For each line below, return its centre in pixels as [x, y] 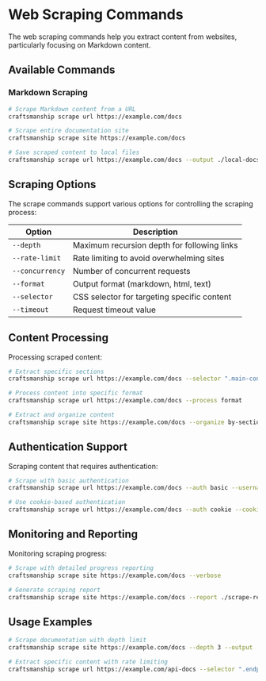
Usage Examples [50, 622]
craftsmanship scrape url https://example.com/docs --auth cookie [120, 510]
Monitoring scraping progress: [58, 553]
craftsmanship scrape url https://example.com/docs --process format [125, 401]
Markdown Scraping [48, 93]
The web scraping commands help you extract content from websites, [123, 37]
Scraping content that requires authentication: [83, 466]
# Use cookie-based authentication [67, 502]
